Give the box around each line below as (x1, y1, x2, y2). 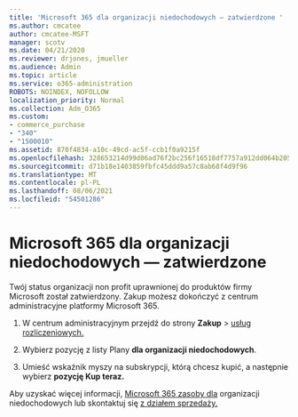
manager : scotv (9, 37, 66, 47)
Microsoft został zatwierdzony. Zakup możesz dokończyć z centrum (9, 291, 259, 301)
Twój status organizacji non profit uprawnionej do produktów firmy (9, 281, 253, 292)
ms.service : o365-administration (9, 79, 133, 88)
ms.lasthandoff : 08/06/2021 (9, 187, 114, 196)
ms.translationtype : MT (9, 170, 98, 179)
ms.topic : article (9, 71, 77, 80)
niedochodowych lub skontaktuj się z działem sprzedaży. (9, 397, 218, 408)
